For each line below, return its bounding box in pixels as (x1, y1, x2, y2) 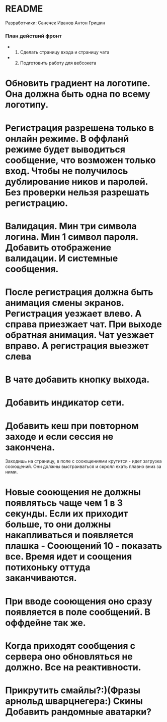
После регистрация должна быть (5, 286, 153, 298)
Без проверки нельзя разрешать (5, 186, 150, 198)
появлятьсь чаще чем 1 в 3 (5, 497, 123, 509)
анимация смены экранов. (5, 297, 124, 308)
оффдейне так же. (5, 617, 87, 629)
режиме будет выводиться (5, 143, 126, 155)
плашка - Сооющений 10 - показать (5, 540, 162, 552)
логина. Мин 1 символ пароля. (5, 231, 138, 242)
